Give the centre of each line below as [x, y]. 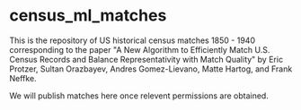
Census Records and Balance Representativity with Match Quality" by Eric [146, 59]
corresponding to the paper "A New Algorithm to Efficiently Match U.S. [140, 49]
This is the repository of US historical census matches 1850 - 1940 [133, 40]
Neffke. [23, 78]
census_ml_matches [88, 16]
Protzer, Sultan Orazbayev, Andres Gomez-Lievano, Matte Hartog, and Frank [151, 69]
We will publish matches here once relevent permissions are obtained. [139, 96]
